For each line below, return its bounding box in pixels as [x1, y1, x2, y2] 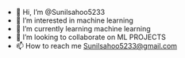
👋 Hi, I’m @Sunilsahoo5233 [15, 8, 106, 16]
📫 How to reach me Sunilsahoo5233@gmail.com [15, 42, 177, 50]
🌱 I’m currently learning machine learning [15, 24, 151, 33]
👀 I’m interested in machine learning [15, 16, 133, 25]
